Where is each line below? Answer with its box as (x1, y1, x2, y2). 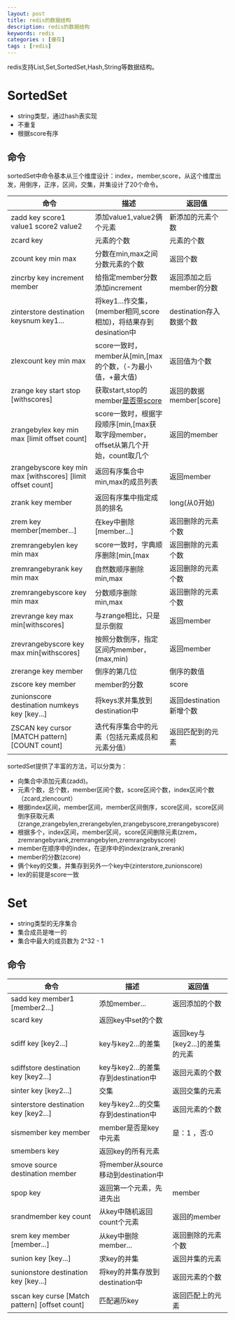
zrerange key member (10, 666, 84, 675)
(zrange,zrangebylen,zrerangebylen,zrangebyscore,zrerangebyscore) (17, 819, 220, 828)
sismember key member (10, 1127, 90, 1137)
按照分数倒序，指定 (94, 634, 159, 644)
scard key (10, 1014, 43, 1024)
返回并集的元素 (172, 1254, 222, 1263)
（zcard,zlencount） (17, 794, 77, 803)
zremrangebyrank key (10, 564, 83, 573)
